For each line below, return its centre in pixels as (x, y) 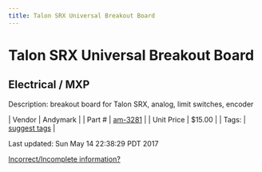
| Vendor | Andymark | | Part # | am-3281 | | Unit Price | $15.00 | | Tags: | (127, 119)
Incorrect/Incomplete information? (65, 159)
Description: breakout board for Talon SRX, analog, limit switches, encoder (131, 104)
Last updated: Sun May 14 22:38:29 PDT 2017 (83, 143)
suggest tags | (32, 128)
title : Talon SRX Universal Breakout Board (82, 16)
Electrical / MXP (49, 85)
